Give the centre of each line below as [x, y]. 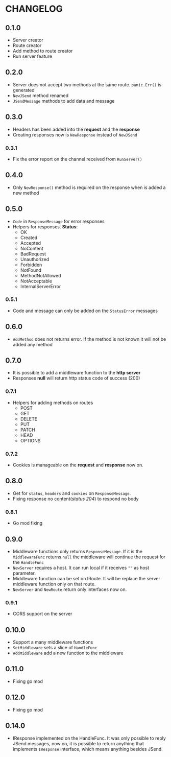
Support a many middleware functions [53, 642]
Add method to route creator [43, 51]
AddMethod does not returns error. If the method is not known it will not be [89, 339]
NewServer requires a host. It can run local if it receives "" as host [81, 567]
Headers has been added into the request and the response [76, 129]
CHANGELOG [34, 9]
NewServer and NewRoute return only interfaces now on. [70, 589]
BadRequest [33, 254]
